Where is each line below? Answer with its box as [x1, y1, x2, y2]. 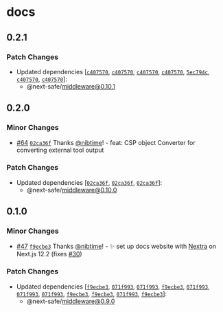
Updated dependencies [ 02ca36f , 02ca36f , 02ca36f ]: [16, 178, 163, 186]
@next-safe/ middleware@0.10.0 [26, 186, 117, 194]
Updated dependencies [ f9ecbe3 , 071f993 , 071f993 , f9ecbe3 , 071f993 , [16, 282, 210, 291]
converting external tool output [16, 146, 104, 154]
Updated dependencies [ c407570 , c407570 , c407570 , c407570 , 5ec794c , [16, 67, 210, 76]
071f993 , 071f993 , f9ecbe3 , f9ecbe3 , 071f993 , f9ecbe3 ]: [16, 289, 167, 298]
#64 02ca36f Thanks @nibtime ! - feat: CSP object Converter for [16, 138, 196, 146]
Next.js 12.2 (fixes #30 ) [16, 249, 83, 258]
